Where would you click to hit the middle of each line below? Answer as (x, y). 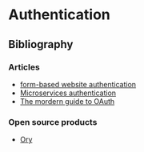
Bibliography (41, 44)
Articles (24, 67)
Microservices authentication (68, 93)
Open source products (53, 122)
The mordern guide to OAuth (67, 101)
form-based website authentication (78, 84)
